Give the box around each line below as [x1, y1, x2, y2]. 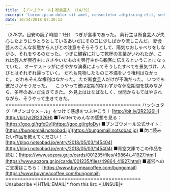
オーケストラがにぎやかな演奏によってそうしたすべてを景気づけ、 [24, 63, 161, 69]
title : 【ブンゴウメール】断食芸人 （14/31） [5, 7, 92, 13]
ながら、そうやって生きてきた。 [5, 95, 72, 102]
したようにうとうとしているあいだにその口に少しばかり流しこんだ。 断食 [9, 38, 163, 44]
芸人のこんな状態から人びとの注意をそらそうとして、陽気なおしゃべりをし [5, 44, 161, 51]
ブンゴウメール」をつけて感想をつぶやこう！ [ [17, 108, 113, 114]
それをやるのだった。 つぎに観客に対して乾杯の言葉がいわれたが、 [18, 51, 158, 57]
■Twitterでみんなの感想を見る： [53, 114, 122, 121]
